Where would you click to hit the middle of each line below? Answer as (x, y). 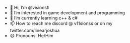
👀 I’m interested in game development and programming (67, 13)
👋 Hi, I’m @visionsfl (30, 8)
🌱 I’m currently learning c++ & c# (44, 18)
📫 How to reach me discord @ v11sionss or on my (61, 23)
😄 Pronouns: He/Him (32, 36)
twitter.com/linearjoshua (35, 30)
